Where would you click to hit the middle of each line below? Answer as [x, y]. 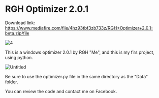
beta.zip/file [17, 33]
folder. [12, 82]
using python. [19, 57]
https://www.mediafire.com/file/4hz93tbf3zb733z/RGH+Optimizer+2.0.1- [79, 28]
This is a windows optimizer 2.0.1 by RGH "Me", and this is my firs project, [80, 52]
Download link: [20, 23]
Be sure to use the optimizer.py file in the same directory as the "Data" [77, 76]
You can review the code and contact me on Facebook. [61, 91]
